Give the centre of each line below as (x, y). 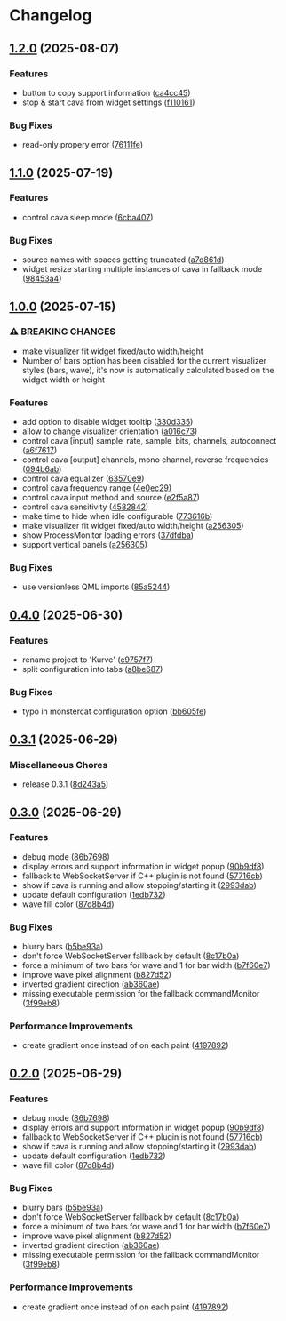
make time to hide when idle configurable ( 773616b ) (117, 516)
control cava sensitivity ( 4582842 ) (85, 507)
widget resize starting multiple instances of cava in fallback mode (142, 269)
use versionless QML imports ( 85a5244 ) (96, 587)
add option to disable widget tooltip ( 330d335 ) (107, 422)
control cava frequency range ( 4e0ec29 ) (97, 488)
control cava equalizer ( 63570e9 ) (83, 479)
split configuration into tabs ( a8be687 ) (92, 669)
